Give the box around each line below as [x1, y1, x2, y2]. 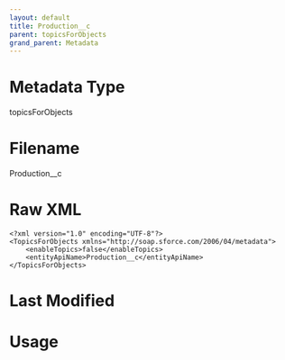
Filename [9, 139, 80, 158]
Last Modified [9, 291, 115, 311]
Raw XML [9, 200, 82, 220]
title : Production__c [9, 22, 91, 31]
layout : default [9, 13, 70, 22]
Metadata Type [9, 77, 125, 97]
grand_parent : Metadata [9, 38, 99, 48]
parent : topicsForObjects [9, 30, 106, 39]
